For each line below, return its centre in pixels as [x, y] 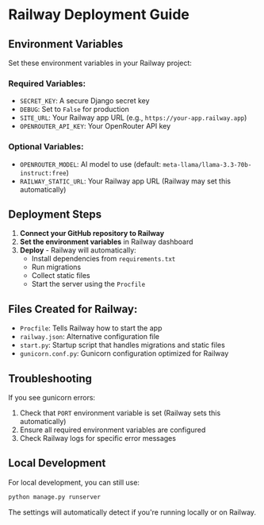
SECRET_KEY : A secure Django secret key [84, 101]
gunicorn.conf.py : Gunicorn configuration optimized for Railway [124, 353]
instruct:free [43, 173]
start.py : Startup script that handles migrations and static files [122, 345]
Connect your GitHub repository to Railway [92, 234]
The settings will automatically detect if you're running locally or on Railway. [132, 512]
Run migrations [56, 267]
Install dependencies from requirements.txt [103, 259]
